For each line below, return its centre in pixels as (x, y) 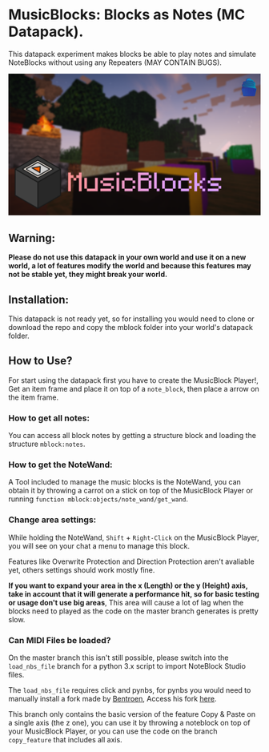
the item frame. (33, 397)
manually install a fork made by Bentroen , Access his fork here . (112, 699)
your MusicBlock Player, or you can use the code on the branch (113, 731)
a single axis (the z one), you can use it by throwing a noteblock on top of (129, 723)
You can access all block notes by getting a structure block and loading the (132, 436)
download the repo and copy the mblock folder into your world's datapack (131, 328)
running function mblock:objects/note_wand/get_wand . (98, 499)
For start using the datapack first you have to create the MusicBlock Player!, (133, 380)
